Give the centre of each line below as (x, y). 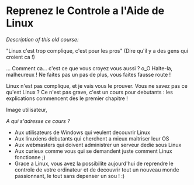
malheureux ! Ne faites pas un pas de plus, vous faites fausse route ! (89, 74)
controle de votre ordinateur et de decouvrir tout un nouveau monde (97, 169)
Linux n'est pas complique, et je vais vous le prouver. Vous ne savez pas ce (97, 85)
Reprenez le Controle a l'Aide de (85, 11)
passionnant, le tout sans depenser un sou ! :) (70, 176)
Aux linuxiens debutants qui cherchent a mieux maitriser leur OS (92, 138)
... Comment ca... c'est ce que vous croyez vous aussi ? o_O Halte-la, (89, 68)
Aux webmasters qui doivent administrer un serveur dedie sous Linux (98, 145)
